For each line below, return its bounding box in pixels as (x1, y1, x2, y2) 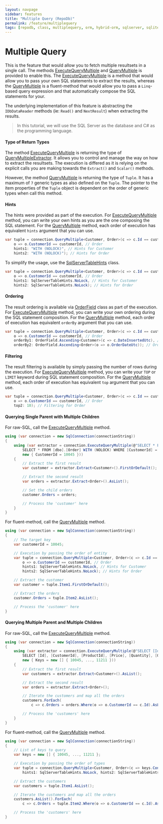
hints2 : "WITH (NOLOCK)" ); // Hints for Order (14, 251, 110, 256)
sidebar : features (5, 12, 42, 17)
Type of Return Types (5, 139, 49, 145)
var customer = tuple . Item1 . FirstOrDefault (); (14, 582, 110, 587)
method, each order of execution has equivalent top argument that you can (5, 380, 155, 385)
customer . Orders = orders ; (22, 492, 77, 497)
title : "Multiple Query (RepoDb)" (5, 16, 75, 21)
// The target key (14, 537, 51, 542)
